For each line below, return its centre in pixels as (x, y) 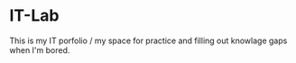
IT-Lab (34, 16)
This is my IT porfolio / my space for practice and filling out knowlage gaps (148, 40)
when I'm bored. (40, 49)
